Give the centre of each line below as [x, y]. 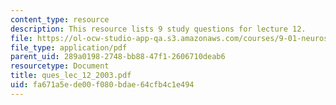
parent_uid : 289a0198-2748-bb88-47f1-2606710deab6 [118, 57]
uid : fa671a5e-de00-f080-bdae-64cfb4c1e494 [102, 85]
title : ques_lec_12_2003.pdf [71, 76]
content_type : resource [60, 19]
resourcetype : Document [60, 66]
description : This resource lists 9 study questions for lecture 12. [158, 29]
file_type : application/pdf [69, 47]
